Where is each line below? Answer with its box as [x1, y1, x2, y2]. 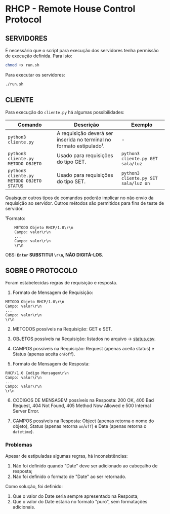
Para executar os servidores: [5, 71, 65, 78]
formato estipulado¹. [56, 142, 105, 150]
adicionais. [12, 504, 35, 510]
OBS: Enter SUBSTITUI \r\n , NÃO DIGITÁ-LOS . [5, 251, 104, 258]
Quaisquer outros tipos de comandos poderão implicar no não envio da [5, 195, 154, 201]
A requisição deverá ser [56, 130, 113, 137]
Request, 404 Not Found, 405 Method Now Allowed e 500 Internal [12, 402, 151, 409]
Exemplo [131, 121, 153, 128]
